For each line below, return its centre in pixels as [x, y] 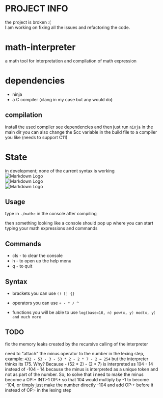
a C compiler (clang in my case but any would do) [62, 99]
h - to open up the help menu [42, 261]
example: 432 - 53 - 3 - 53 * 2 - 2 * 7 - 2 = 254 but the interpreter [77, 359]
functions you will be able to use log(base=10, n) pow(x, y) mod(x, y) [84, 312]
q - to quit [22, 266]
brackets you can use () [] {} [43, 293]
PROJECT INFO [37, 9]
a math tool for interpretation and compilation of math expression [71, 61]
